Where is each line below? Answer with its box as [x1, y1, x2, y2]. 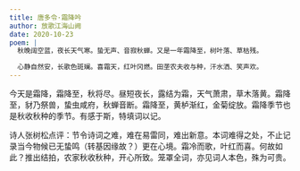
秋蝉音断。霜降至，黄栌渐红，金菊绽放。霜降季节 [102, 99, 283, 110]
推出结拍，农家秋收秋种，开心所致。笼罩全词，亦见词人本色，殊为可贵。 [24, 152, 291, 162]
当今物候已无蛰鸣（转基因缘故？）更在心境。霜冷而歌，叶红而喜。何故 [16, 141, 275, 151]
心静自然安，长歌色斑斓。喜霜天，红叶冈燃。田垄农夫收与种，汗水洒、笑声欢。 [17, 63, 263, 72]
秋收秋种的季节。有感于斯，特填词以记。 [16, 111, 166, 121]
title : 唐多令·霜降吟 [9, 13, 82, 22]
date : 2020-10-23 [9, 30, 74, 38]
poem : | [9, 38, 38, 47]
